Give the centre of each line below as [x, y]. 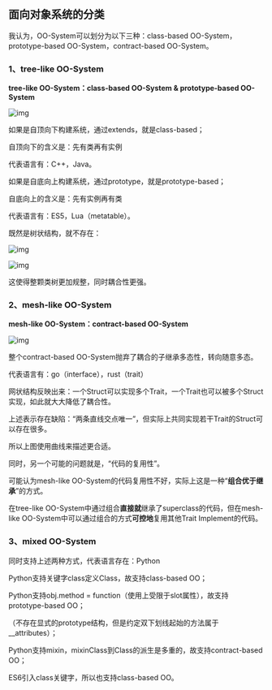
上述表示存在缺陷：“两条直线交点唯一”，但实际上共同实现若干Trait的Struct [132, 419]
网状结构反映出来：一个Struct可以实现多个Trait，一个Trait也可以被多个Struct [136, 391]
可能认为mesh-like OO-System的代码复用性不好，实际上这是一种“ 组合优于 [132, 481]
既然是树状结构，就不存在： [55, 233]
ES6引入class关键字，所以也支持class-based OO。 [93, 677]
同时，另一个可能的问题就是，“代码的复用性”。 [86, 464]
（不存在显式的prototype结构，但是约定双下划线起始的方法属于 [114, 623]
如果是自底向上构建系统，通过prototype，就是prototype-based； [117, 182]
